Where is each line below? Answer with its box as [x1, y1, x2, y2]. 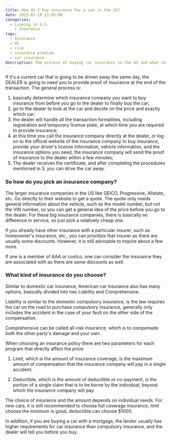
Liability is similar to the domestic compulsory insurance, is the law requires [5, 298, 165, 305]
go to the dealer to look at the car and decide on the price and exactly [12, 106, 160, 112]
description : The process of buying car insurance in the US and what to [5, 60, 166, 65]
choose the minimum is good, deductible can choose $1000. [5, 408, 133, 414]
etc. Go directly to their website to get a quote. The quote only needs [5, 195, 151, 201]
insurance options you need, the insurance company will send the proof [12, 149, 165, 155]
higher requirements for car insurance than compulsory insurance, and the [5, 423, 163, 429]
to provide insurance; [12, 128, 58, 134]
